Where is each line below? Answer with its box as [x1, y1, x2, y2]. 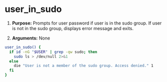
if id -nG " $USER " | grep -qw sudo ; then [9, 49, 98, 54]
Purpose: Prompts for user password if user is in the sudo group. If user [12, 20, 162, 26]
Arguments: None [12, 35, 50, 41]
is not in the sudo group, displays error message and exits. [12, 25, 134, 31]
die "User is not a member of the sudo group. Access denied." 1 [14, 63, 154, 68]
